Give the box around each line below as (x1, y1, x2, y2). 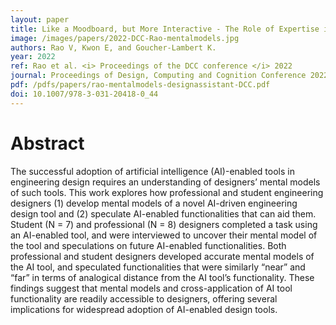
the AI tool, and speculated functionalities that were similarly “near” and (10, 261, 306, 273)
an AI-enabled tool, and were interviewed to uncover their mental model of (10, 229, 318, 241)
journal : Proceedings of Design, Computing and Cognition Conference (10, 71, 307, 81)
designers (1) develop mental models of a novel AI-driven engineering (10, 197, 298, 209)
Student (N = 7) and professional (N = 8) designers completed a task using (10, 218, 318, 230)
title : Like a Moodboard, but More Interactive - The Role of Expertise (10, 24, 320, 34)
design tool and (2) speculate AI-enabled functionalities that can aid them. (10, 207, 317, 220)
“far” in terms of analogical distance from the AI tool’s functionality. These (10, 271, 315, 283)
